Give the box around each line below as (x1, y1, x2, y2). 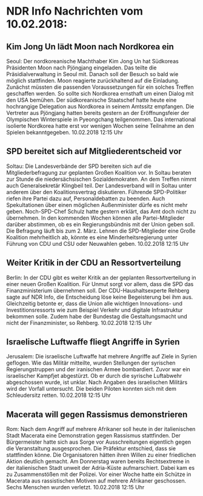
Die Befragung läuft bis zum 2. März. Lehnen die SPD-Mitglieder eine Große (6, 227, 196, 234)
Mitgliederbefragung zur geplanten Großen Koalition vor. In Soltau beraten (6, 169, 192, 176)
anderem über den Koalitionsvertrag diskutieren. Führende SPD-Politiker (6, 188, 187, 195)
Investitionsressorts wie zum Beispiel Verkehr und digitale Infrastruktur (6, 306, 183, 313)
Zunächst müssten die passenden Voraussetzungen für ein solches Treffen (6, 83, 194, 91)
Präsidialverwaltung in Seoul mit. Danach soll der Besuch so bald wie (6, 71, 179, 77)
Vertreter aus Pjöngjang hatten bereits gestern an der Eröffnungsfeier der (6, 110, 190, 116)
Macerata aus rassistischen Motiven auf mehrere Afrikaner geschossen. (6, 477, 187, 484)
